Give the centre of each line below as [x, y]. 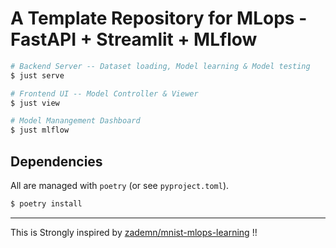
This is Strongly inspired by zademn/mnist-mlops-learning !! [134, 232]
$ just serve [37, 75]
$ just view [35, 103]
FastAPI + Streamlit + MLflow [134, 39]
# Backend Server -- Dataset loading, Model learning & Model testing [160, 66]
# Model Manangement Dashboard [75, 121]
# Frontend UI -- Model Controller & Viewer [104, 93]
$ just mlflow [40, 130]
